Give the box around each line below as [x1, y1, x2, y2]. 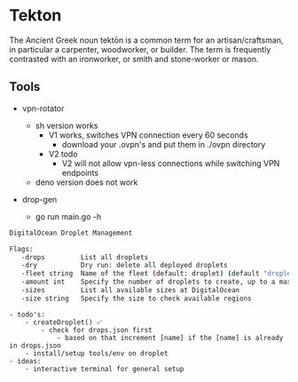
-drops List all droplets [20, 252, 149, 262]
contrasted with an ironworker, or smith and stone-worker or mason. [9, 53, 259, 64]
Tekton [9, 5, 62, 26]
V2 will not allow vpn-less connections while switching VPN [61, 157, 280, 169]
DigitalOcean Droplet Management [9, 228, 133, 237]
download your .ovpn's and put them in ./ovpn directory [61, 139, 266, 149]
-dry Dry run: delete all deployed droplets [20, 261, 228, 270]
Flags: [9, 244, 34, 253]
